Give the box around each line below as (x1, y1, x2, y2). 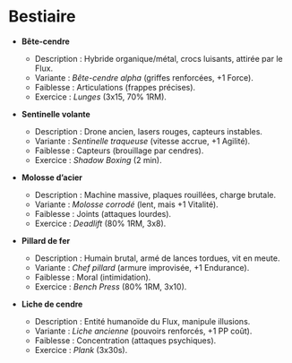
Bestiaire (8, 6, 76, 27)
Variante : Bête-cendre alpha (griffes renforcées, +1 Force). (34, 72, 254, 82)
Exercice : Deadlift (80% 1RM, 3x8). (34, 218, 167, 229)
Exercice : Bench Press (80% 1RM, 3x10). (34, 281, 187, 292)
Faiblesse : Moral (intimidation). (34, 272, 151, 282)
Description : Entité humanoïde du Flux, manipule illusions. (34, 315, 251, 326)
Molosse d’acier (21, 172, 82, 183)
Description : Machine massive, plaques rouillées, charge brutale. (34, 189, 277, 200)
